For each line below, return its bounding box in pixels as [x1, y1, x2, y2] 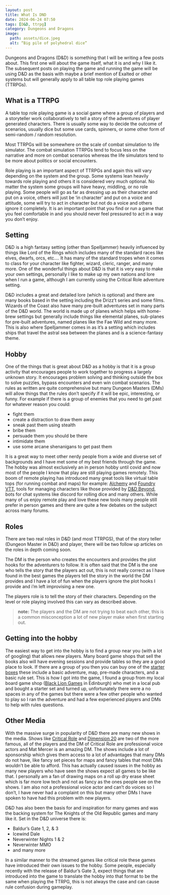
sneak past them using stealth [12, 422, 76, 428]
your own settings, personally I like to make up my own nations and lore [5, 271, 155, 277]
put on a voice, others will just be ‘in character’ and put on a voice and [5, 194, 152, 200]
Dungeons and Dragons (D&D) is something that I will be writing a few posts [5, 54, 164, 61]
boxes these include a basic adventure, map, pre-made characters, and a [5, 669, 159, 675]
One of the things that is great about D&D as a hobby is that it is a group [5, 363, 156, 369]
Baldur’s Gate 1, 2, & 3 [12, 825, 59, 831]
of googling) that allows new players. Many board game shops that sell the [5, 653, 161, 659]
